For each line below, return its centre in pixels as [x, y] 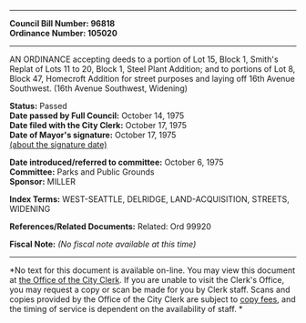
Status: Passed [39, 106]
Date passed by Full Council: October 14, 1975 [97, 116]
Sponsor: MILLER [42, 182]
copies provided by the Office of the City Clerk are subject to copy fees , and [153, 299]
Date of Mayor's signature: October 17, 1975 [93, 135]
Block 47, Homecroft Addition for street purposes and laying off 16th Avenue [153, 79]
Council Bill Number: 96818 [62, 23]
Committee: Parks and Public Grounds [82, 172]
